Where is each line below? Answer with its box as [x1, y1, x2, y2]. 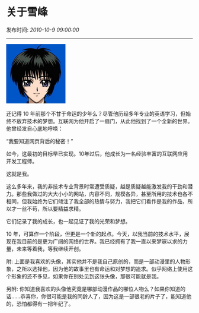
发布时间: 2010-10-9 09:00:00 [6, 26, 79, 33]
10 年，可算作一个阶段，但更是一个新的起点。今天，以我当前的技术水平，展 [6, 230, 190, 238]
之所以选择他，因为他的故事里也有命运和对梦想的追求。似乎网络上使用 [16, 265, 188, 272]
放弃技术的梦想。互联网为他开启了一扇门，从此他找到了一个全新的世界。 [16, 117, 193, 125]
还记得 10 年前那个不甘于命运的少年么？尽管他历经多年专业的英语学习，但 [6, 110, 186, 117]
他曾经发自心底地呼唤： [6, 125, 63, 132]
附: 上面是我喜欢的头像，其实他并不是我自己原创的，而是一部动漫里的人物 [6, 258, 185, 265]
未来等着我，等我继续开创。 [16, 245, 84, 252]
